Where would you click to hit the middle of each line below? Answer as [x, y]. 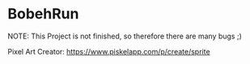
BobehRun [43, 14]
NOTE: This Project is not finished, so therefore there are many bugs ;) [125, 36]
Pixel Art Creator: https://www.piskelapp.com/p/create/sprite [109, 51]
